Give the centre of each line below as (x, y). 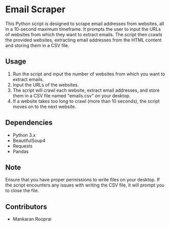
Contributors (26, 207)
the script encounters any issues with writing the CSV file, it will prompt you (85, 185)
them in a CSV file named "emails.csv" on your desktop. (72, 95)
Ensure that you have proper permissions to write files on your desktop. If (82, 180)
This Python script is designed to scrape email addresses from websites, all (85, 24)
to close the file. (22, 191)
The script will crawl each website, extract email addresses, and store (86, 90)
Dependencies (29, 123)
